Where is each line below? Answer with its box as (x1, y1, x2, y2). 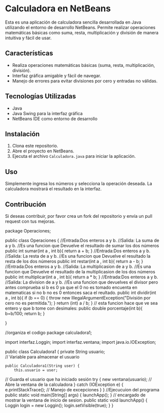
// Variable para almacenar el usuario (5, 354, 80, 359)
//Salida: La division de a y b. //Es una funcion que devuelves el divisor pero (5, 279, 158, 285)
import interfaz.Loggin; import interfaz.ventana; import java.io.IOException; (5, 339, 157, 345)
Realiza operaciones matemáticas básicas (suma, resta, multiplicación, (12, 62, 155, 68)
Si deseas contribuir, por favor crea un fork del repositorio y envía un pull (5, 213, 153, 219)
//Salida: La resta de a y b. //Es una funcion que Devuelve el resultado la (5, 253, 151, 259)
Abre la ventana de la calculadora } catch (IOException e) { (5, 382, 124, 387)
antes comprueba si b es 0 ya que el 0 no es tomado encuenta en (5, 285, 138, 290)
